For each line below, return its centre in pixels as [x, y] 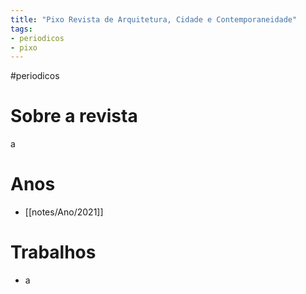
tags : [21, 29]
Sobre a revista [74, 116]
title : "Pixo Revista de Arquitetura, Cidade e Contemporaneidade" [154, 19]
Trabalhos [53, 252]
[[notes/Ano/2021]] [64, 212]
